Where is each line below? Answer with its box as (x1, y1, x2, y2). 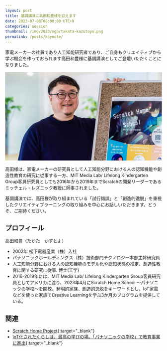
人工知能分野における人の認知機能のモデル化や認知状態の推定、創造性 (12, 261, 157, 267)
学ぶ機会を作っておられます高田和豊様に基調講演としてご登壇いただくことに (5, 55, 162, 61)
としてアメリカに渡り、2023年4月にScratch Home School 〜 (16, 280, 142, 286)
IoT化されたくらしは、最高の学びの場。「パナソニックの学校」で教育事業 (12, 334, 161, 340)
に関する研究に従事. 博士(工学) (16, 267, 80, 273)
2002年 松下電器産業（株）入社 (12, 248, 77, 254)
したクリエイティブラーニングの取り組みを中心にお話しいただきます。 (5, 201, 148, 207)
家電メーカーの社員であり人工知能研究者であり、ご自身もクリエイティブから (5, 49, 162, 55)
